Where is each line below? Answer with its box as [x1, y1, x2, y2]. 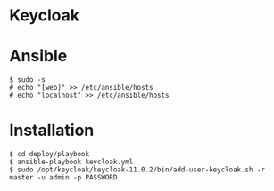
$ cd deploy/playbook [9, 150, 90, 159]
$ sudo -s [9, 76, 46, 84]
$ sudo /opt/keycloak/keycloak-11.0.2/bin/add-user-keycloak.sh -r [9, 165, 266, 174]
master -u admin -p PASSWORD [9, 173, 118, 182]
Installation [9, 121, 95, 140]
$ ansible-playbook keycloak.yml [9, 157, 134, 167]
